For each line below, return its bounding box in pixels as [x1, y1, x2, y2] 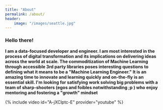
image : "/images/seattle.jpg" [14, 21, 76, 26]
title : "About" [5, 7, 36, 12]
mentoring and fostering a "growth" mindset [5, 89, 98, 95]
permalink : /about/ [5, 12, 45, 17]
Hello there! [5, 37, 34, 44]
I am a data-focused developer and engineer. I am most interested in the [5, 48, 155, 54]
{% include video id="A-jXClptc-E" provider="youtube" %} [5, 99, 124, 105]
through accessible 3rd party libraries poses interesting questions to [5, 64, 149, 69]
